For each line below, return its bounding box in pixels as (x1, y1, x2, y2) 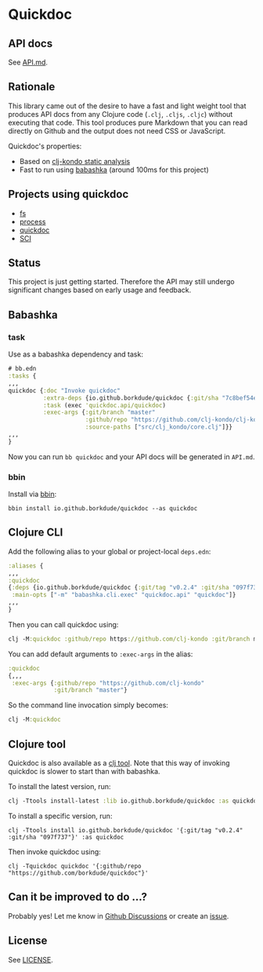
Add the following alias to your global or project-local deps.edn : (8, 546, 211, 556)
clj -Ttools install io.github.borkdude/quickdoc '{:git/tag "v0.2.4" (8, 826, 243, 834)
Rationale (8, 80, 56, 93)
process (19, 217, 46, 226)
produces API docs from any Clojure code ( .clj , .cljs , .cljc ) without (8, 109, 233, 119)
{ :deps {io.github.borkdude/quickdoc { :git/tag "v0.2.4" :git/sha (8, 583, 229, 592)
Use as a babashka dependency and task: (8, 349, 143, 359)
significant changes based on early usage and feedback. (8, 285, 192, 295)
